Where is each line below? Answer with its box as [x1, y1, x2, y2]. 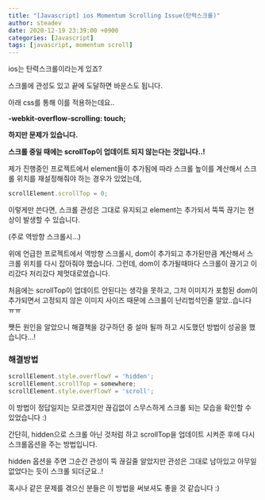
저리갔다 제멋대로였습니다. [29, 269, 111, 278]
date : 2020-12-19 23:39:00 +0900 [8, 26, 119, 34]
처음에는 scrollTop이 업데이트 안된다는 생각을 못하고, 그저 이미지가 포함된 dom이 [8, 285, 258, 295]
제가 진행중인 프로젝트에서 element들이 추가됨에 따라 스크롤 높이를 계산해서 [8, 164, 242, 173]
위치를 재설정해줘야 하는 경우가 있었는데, [16, 174, 142, 184]
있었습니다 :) [8, 413, 48, 422]
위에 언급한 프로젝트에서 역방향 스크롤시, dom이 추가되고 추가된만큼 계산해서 [8, 249, 245, 258]
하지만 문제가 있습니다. [8, 130, 79, 140]
